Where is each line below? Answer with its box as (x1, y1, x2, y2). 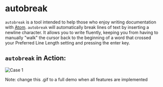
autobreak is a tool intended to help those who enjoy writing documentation (5, 19, 157, 25)
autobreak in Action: (5, 54, 66, 63)
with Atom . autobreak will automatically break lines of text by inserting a (5, 24, 149, 30)
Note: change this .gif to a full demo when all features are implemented (5, 76, 148, 82)
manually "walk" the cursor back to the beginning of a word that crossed (5, 35, 151, 41)
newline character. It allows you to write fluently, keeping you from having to (5, 29, 159, 35)
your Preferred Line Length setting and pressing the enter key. (5, 40, 130, 45)
